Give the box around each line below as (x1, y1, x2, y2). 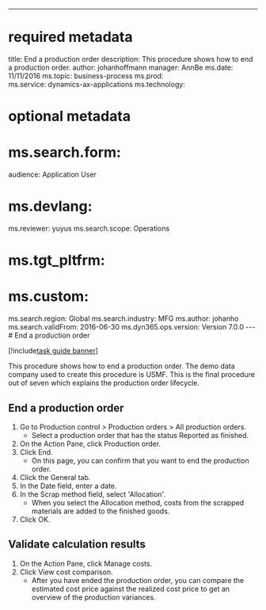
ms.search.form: (8, 143, 121, 162)
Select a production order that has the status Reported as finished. (31, 430, 249, 440)
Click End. (19, 447, 53, 456)
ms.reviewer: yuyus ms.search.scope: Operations (8, 223, 170, 233)
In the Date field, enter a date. (19, 481, 117, 490)
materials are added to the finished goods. (31, 506, 170, 516)
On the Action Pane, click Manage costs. (19, 559, 153, 568)
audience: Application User (8, 170, 97, 179)
